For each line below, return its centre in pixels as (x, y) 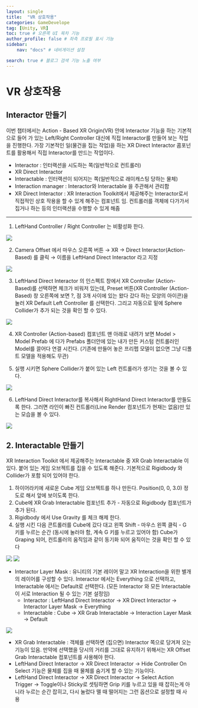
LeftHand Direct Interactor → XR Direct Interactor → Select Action (94, 677)
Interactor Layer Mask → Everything (67, 607)
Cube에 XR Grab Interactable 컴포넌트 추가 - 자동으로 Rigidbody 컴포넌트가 (103, 503)
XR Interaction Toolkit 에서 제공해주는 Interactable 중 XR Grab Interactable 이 (98, 461)
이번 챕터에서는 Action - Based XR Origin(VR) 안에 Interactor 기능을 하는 (91, 130)
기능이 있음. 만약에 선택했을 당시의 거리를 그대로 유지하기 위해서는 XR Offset (102, 650)
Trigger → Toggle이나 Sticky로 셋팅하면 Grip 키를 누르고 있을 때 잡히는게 (99, 684)
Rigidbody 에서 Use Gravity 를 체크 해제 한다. (68, 518)
